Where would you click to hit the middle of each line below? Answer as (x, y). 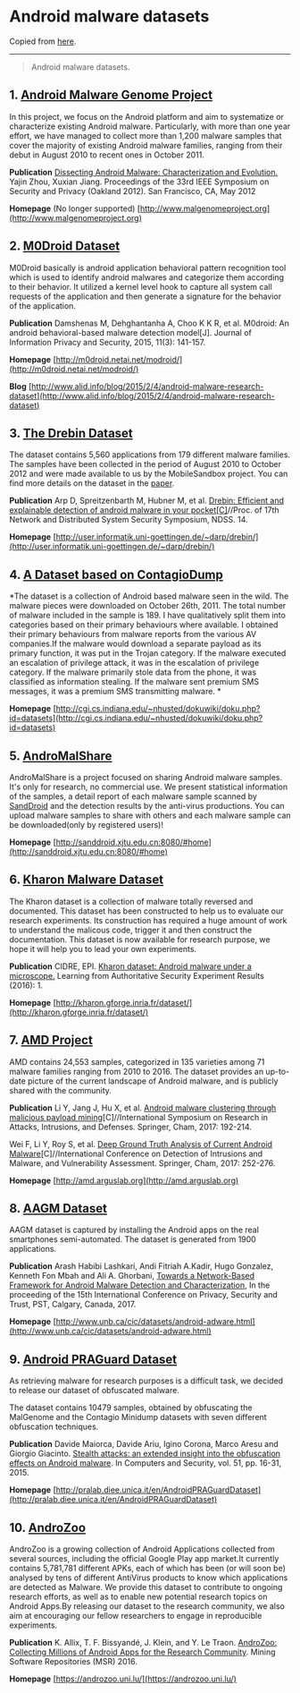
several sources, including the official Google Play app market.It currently (144, 1559)
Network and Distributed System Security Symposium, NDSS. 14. (129, 520)
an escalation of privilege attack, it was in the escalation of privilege (134, 663)
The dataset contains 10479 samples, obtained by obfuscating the (131, 1408)
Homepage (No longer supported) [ (75, 208)
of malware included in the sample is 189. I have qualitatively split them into (147, 616)
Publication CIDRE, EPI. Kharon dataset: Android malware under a (130, 966)
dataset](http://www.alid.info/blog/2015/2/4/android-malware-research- (142, 396)
